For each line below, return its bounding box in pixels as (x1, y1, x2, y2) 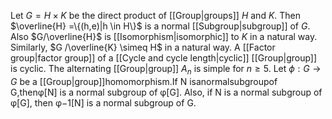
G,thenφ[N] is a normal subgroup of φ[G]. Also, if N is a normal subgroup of (10, 86, 323, 98)
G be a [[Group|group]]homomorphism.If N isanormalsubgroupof (10, 75, 278, 87)
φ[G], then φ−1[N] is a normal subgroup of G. (10, 96, 197, 109)
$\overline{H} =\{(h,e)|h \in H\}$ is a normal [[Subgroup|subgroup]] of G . (10, 20, 311, 32)
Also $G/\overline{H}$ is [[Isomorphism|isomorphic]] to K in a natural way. (10, 31, 318, 42)
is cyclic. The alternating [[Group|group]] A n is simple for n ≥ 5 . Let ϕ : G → (10, 63, 322, 77)
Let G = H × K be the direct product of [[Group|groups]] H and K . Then (10, 10, 302, 21)
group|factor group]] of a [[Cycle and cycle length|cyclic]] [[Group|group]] (10, 52, 318, 64)
